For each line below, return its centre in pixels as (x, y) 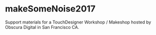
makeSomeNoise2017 (50, 9)
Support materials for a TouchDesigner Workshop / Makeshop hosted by (78, 22)
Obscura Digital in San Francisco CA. (42, 27)
